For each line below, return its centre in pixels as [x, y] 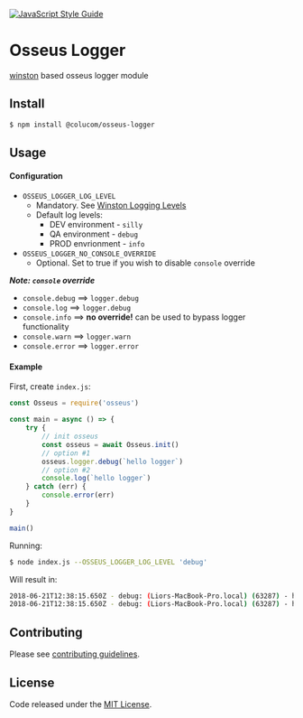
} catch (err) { [56, 487]
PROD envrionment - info [97, 244]
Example [26, 367]
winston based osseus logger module [79, 75]
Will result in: [33, 579]
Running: [26, 545]
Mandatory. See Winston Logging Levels [111, 205]
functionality [46, 327]
